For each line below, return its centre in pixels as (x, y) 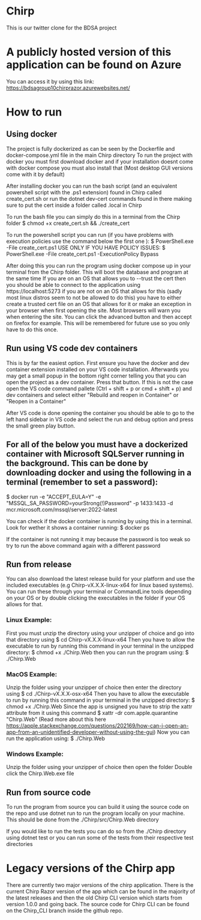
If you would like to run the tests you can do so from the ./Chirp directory (96, 832)
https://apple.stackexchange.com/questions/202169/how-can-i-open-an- (97, 725)
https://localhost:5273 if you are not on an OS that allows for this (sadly (94, 291)
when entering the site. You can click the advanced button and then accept (99, 316)
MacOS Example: (32, 674)
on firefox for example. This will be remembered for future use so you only (98, 323)
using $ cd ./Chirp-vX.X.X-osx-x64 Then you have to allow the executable (98, 693)
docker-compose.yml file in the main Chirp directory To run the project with (100, 155)
